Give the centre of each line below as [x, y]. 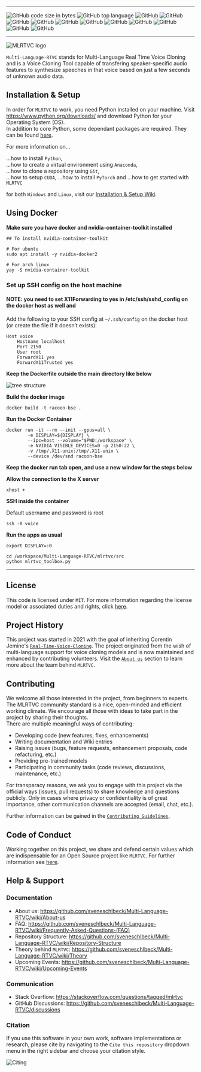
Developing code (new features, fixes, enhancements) [82, 736]
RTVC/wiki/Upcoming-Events [51, 968]
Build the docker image [35, 397]
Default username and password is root [55, 513]
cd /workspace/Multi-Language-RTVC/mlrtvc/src [65, 556]
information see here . [33, 862]
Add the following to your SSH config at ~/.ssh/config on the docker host [97, 319]
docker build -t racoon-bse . [44, 408]
